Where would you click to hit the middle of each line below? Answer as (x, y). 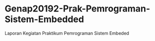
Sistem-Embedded (44, 19)
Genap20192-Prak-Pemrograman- (77, 9)
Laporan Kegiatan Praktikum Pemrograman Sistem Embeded (67, 33)
